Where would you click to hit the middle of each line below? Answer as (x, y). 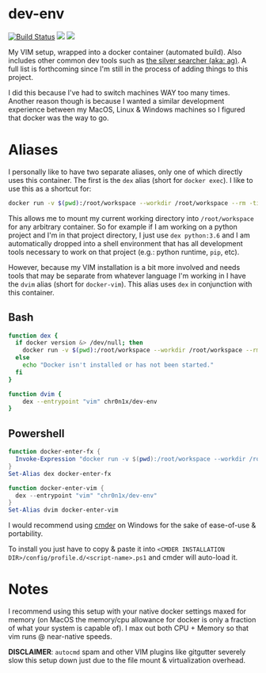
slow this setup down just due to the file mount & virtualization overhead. (127, 660)
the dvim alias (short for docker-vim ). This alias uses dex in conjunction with (130, 284)
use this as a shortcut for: (50, 188)
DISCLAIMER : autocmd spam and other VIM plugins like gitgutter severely (127, 652)
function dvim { (35, 394)
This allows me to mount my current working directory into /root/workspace (131, 218)
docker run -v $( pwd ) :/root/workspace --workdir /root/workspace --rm (127, 203)
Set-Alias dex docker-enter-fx (60, 473)
